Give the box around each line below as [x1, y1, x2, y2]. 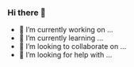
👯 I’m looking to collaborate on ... [18, 42, 127, 51]
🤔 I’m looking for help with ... [18, 50, 113, 60]
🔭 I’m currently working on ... [18, 25, 113, 35]
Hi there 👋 [7, 7, 47, 18]
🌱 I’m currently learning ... [18, 33, 104, 43]
